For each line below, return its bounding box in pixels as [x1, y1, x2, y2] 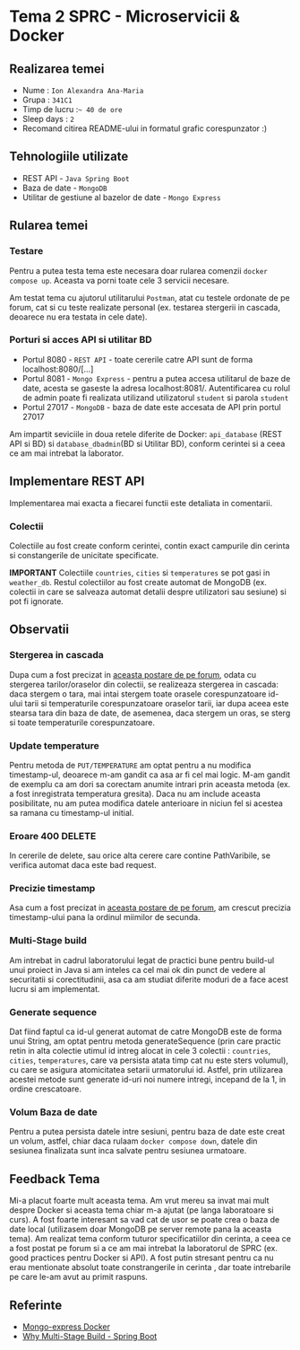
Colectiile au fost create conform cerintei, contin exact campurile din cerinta [9, 540, 290, 551]
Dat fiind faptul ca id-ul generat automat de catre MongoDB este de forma [9, 1026, 282, 1038]
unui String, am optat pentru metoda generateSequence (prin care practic [9, 1036, 282, 1047]
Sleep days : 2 [21, 114, 74, 124]
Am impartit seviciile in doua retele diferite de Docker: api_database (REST [9, 428, 283, 439]
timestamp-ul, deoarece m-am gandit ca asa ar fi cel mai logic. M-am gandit [9, 769, 291, 780]
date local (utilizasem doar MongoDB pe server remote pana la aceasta [9, 1223, 272, 1235]
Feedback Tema [9, 1171, 100, 1187]
